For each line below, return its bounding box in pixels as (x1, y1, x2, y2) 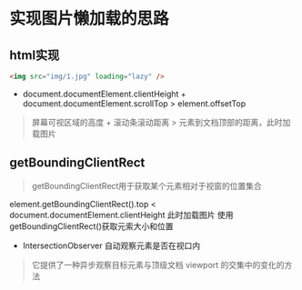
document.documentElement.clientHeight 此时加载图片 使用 (9, 209, 234, 220)
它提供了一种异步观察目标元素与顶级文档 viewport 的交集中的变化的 (31, 259, 285, 270)
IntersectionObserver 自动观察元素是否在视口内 (22, 240, 201, 251)
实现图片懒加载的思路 (9, 8, 170, 29)
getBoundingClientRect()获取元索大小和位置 (9, 220, 175, 232)
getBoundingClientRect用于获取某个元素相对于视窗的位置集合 (31, 180, 262, 191)
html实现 (9, 47, 60, 63)
